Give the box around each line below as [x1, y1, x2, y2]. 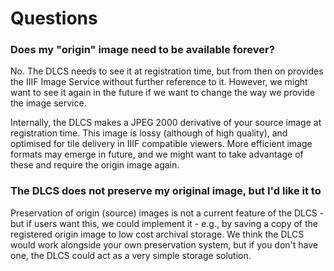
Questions [10, 7, 98, 30]
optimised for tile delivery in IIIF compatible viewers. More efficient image [10, 138, 313, 150]
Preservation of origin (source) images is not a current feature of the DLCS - [10, 207, 325, 219]
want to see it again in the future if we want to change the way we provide [10, 87, 316, 99]
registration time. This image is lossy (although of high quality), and [10, 127, 288, 139]
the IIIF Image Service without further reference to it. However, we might [10, 76, 308, 88]
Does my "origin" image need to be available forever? [10, 43, 275, 57]
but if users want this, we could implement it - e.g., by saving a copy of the [10, 217, 318, 229]
